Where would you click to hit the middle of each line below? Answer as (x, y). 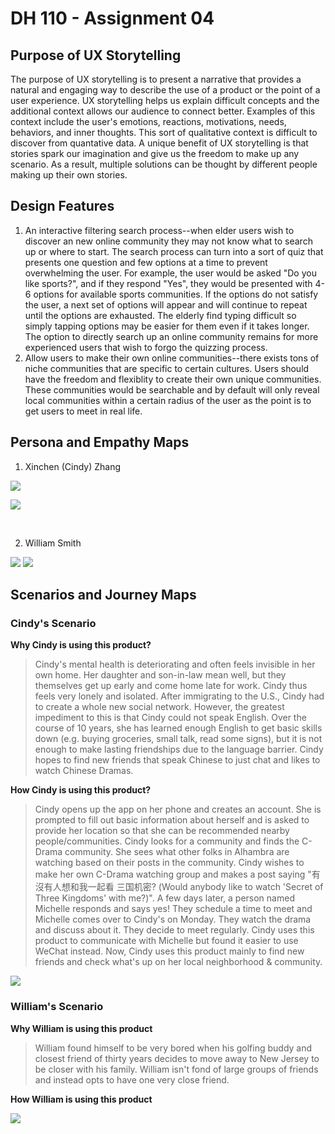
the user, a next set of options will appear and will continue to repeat (166, 304)
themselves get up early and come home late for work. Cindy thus (171, 686)
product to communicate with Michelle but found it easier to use (166, 941)
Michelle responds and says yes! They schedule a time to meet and (173, 909)
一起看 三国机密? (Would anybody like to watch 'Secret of (205, 887)
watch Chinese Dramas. (84, 771)
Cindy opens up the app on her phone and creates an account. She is (178, 809)
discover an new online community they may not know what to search (168, 241)
